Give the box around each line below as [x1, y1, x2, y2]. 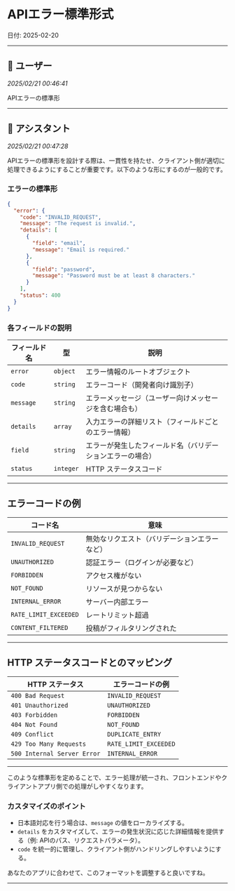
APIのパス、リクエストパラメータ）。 [39, 836, 145, 844]
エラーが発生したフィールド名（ [85, 441, 191, 450]
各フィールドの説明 [7, 323, 72, 333]
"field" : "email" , [32, 240, 86, 247]
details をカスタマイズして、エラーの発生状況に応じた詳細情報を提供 [17, 827, 219, 836]
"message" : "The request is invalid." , [20, 220, 136, 227]
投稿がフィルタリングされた [85, 623, 177, 633]
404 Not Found [10, 721, 58, 728]
